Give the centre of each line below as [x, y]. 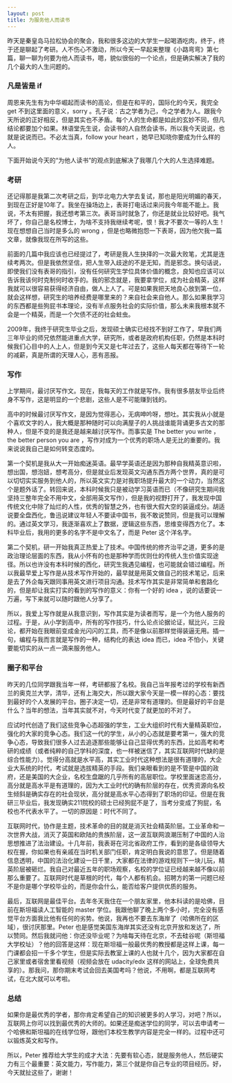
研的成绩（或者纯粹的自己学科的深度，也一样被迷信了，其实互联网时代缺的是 [116, 751]
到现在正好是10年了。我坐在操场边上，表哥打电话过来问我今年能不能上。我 [113, 205]
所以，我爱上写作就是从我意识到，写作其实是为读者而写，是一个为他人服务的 [116, 614]
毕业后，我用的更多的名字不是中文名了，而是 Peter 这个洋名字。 [104, 533]
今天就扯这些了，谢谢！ [40, 1072]
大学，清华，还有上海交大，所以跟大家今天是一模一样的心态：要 [128, 693]
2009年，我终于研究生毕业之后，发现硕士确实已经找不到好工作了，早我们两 [115, 329]
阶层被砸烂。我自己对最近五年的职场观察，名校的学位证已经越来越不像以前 [119, 869]
